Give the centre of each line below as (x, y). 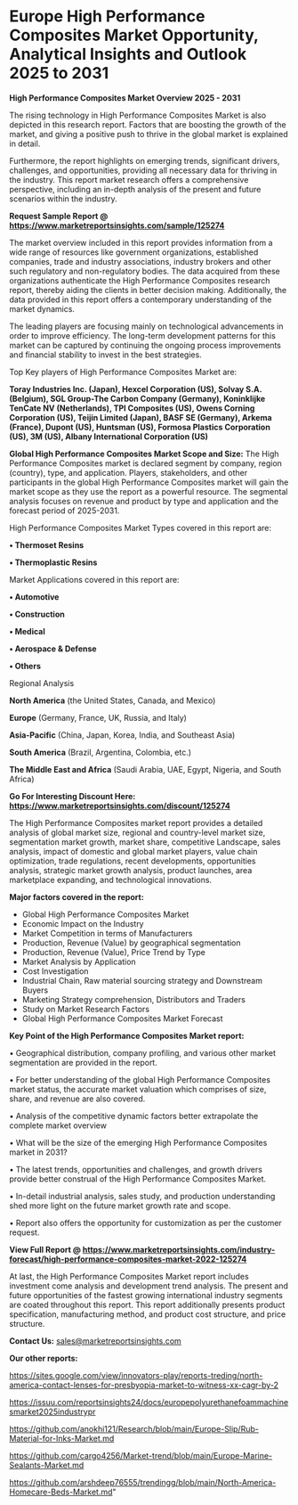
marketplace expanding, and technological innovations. (110, 879)
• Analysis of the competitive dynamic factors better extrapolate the (134, 1116)
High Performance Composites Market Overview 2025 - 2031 (125, 98)
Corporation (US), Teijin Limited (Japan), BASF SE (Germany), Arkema (141, 417)
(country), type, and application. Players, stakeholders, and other (128, 472)
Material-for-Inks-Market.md (62, 1438)
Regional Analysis (42, 683)
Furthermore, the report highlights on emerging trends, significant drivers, (145, 160)
